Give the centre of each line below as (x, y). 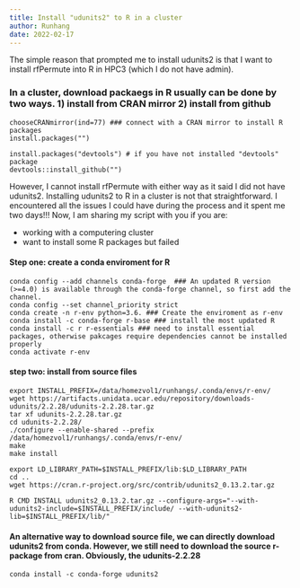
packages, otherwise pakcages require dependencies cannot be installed (148, 336)
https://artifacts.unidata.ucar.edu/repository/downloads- (142, 399)
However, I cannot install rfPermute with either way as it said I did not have (147, 186)
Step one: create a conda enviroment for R (90, 262)
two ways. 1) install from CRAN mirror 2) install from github (140, 104)
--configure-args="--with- (208, 501)
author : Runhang (40, 26)
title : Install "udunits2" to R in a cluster (96, 18)
